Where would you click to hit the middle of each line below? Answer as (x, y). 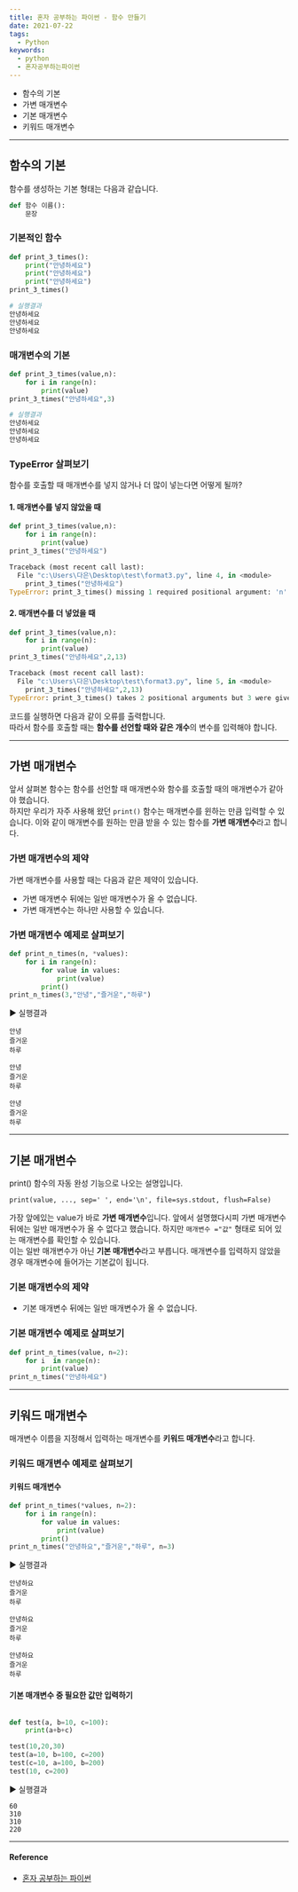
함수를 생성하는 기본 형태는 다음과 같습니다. (84, 188)
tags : (19, 34)
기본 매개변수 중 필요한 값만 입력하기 (71, 1695)
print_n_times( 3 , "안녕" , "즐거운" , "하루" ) (80, 995)
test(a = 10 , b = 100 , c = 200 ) (57, 1755)
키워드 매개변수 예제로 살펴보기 (71, 1463)
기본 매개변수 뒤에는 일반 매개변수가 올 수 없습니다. (110, 1308)
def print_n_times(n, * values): (69, 954)
